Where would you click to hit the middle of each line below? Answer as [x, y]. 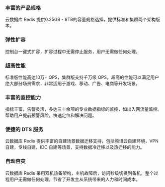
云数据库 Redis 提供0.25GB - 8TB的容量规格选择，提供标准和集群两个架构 [81, 20]
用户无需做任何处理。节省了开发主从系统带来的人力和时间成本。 [75, 179]
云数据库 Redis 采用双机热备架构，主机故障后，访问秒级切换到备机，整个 [80, 173]
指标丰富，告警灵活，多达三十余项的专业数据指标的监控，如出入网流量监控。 [83, 109]
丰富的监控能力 [23, 97]
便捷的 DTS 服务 [24, 130]
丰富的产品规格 [23, 7]
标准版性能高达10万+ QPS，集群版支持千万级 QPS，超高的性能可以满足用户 [82, 77]
